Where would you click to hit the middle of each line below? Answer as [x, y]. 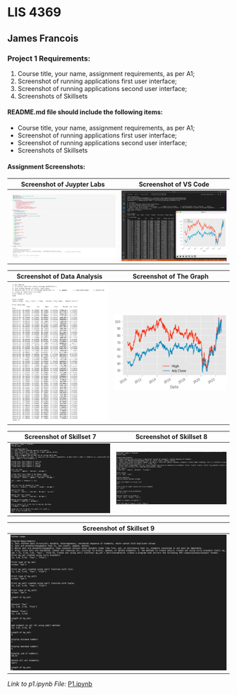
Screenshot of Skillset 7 [60, 437]
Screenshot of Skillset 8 [171, 437]
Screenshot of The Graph [171, 276]
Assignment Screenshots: [47, 166]
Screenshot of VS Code [174, 184]
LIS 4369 [35, 12]
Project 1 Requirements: [49, 59]
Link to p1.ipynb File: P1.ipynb [50, 684]
